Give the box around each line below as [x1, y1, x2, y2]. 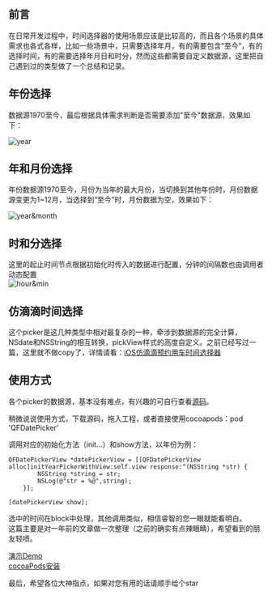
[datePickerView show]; [8, 498, 89, 506]
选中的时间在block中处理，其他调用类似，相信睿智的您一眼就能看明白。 [8, 513, 247, 523]
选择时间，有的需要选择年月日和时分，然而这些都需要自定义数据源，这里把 [8, 51, 257, 61]
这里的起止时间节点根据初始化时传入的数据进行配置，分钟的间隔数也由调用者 [8, 260, 264, 270]
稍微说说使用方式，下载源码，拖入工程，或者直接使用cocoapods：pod [8, 414, 244, 423]
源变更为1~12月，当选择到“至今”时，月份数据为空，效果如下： [8, 195, 215, 205]
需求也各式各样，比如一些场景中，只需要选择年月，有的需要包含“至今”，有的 [8, 40, 263, 50]
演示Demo [8, 550, 43, 560]
